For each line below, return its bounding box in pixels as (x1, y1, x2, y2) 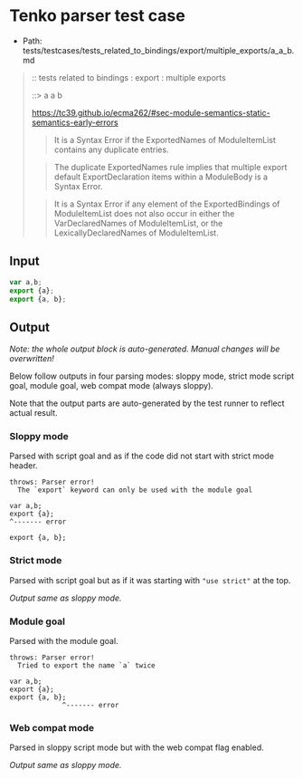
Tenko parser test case (9, 5, 185, 26)
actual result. (9, 408, 58, 418)
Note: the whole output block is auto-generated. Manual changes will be (9, 343, 280, 354)
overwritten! (9, 353, 54, 364)
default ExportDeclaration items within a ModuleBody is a (53, 171, 269, 182)
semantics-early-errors (31, 117, 119, 128)
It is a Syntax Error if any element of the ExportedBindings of (53, 198, 280, 209)
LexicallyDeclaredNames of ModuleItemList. (53, 227, 219, 238)
